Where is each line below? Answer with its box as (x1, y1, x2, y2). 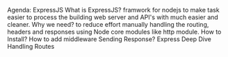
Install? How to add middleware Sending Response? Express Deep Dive (7, 35, 212, 43)
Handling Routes (7, 43, 55, 50)
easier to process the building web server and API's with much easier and (7, 13, 219, 21)
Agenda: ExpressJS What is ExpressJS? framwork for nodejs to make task (7, 6, 220, 14)
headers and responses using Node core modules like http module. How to (7, 27, 222, 36)
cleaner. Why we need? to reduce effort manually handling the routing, (7, 21, 209, 28)
